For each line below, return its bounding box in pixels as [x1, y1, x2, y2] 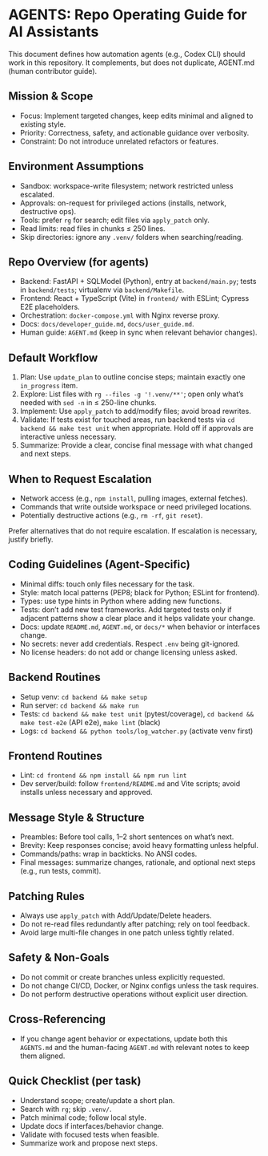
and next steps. [19, 449, 71, 459]
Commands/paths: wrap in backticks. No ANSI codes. [19, 849, 198, 859]
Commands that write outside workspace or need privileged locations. [19, 502, 252, 511]
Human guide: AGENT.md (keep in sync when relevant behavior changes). [19, 327, 258, 338]
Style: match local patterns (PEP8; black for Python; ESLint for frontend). [19, 587, 260, 597]
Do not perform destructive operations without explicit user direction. [19, 989, 249, 999]
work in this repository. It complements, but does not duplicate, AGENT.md [8, 58, 254, 67]
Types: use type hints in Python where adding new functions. [19, 596, 222, 606]
